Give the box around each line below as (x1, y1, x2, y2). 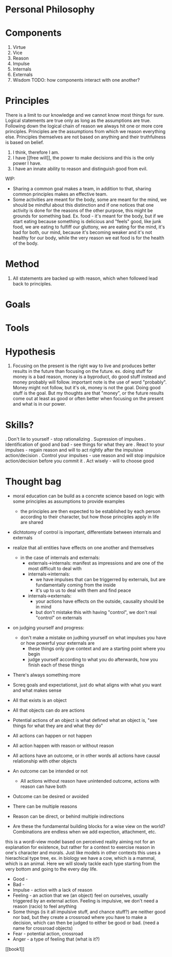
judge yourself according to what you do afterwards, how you (28, 657, 158, 663)
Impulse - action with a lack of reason (12, 887, 93, 893)
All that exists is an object (12, 697, 67, 703)
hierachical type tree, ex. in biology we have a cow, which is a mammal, (5, 855, 156, 861)
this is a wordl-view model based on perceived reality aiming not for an (5, 839, 155, 845)
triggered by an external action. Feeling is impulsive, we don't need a (12, 898, 159, 904)
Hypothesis (5, 346, 56, 357)
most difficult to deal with (28, 566, 82, 572)
